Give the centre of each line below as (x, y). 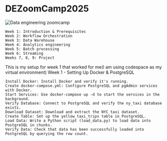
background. (17, 99)
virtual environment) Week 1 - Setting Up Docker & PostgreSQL (70, 72)
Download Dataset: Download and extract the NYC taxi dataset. (72, 112)
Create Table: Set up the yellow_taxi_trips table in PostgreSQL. (76, 116)
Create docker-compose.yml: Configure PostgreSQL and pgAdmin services (81, 86)
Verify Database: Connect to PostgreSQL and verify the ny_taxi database (84, 103)
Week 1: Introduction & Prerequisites (45, 31)
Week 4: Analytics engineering (38, 45)
